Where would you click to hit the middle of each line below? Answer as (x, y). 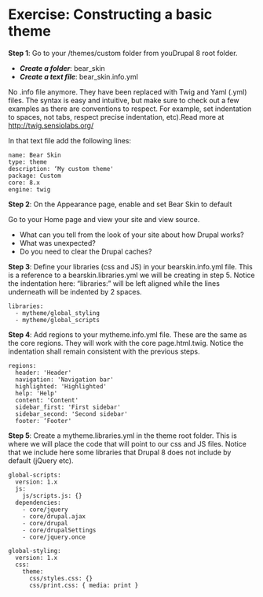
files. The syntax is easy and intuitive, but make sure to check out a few (124, 100)
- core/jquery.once (54, 537)
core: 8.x (24, 183)
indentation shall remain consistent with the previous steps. (104, 351)
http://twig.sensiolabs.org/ (51, 125)
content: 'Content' (47, 400)
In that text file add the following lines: (70, 140)
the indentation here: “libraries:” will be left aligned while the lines (114, 283)
